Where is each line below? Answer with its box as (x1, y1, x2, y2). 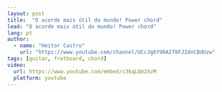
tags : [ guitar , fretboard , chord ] (7, 55, 108, 62)
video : (7, 62, 26, 68)
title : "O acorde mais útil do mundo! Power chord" (7, 17, 163, 24)
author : (7, 36, 30, 43)
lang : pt (7, 29, 33, 37)
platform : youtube (13, 74, 67, 82)
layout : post (7, 10, 45, 17)
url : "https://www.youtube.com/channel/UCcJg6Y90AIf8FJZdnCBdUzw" (19, 49, 216, 56)
